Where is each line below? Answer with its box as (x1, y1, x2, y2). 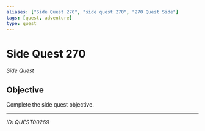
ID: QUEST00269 (6, 119, 50, 126)
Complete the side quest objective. (6, 101, 95, 108)
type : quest (6, 20, 37, 26)
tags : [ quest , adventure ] (6, 15, 72, 21)
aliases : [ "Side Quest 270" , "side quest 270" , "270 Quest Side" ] (6, 9, 179, 15)
